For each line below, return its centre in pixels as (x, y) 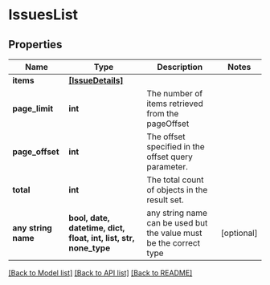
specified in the (176, 147)
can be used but (177, 223)
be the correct (174, 243)
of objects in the (177, 190)
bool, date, (89, 218)
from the (163, 114)
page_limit (33, 108)
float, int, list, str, (102, 238)
